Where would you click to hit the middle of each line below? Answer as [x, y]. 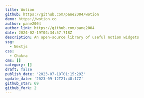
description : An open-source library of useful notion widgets [72, 38]
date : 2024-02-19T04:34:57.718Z [39, 33]
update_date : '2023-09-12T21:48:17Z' [44, 79]
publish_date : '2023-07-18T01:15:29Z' [45, 74]
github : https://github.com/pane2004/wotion [52, 14]
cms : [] [13, 60]
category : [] [19, 65]
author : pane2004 [23, 24]
